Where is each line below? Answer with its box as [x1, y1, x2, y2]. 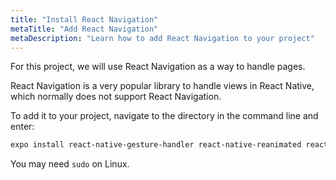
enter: [10, 121, 35, 133]
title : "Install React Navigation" [10, 14, 159, 25]
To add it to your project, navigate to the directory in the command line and [10, 110, 319, 122]
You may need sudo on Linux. [10, 158, 130, 170]
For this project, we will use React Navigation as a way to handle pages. [10, 61, 306, 73]
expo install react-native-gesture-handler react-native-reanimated [10, 140, 302, 150]
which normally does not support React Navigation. [10, 91, 222, 103]
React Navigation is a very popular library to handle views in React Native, [10, 80, 315, 92]
